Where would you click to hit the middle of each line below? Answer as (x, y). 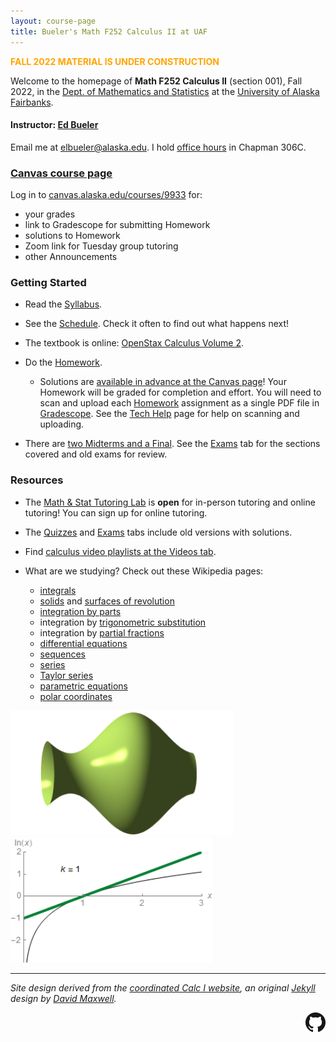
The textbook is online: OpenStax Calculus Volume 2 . (134, 343)
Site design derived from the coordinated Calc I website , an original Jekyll (163, 987)
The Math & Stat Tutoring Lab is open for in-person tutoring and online (170, 502)
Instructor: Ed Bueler (54, 125)
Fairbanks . (32, 102)
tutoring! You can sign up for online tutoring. (116, 512)
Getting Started (48, 282)
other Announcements (71, 256)
